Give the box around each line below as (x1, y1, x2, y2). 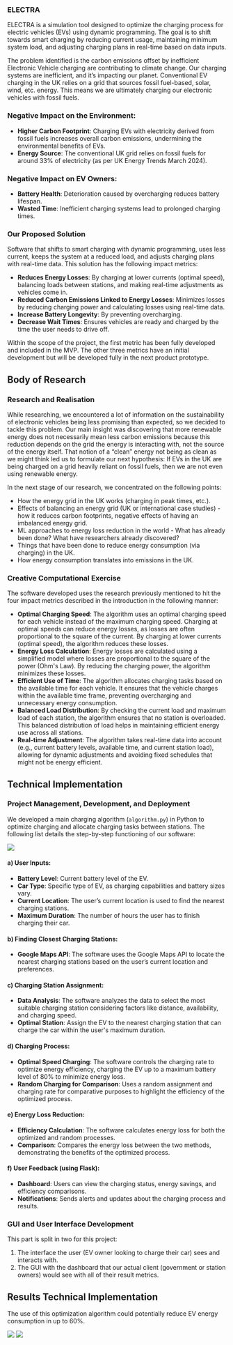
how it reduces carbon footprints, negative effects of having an (17, 511, 198, 520)
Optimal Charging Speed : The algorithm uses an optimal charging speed (17, 610, 227, 618)
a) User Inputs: (7, 859, 51, 867)
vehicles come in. (17, 288, 68, 297)
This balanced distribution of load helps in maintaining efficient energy (17, 721, 220, 730)
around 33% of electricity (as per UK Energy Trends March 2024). (17, 156, 207, 164)
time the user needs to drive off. (17, 325, 109, 334)
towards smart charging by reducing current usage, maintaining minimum (7, 36, 218, 44)
